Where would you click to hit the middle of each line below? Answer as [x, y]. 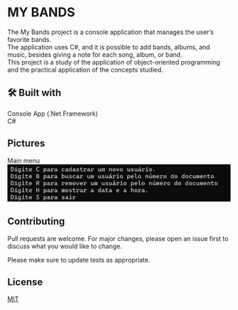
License [25, 282]
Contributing [36, 222]
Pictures [26, 144]
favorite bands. [29, 39]
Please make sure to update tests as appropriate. [79, 260]
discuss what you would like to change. [65, 246]
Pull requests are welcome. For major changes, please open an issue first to [118, 238]
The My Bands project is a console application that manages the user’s [110, 32]
